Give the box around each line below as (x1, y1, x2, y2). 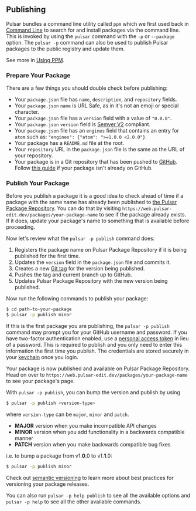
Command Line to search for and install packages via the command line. (6, 26, 180, 33)
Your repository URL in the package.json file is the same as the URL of (14, 146, 185, 153)
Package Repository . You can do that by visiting (6, 205, 121, 212)
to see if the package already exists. (99, 211, 187, 218)
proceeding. (6, 224, 36, 231)
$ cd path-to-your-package (6, 306, 72, 313)
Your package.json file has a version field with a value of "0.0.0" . (14, 114, 172, 122)
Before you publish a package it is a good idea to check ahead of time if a (6, 192, 184, 199)
